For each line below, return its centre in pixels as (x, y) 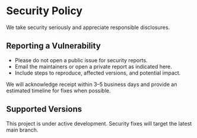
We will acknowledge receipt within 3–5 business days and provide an (92, 84)
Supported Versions (44, 109)
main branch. (22, 130)
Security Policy (45, 11)
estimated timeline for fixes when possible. (58, 91)
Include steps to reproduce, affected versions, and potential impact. (98, 73)
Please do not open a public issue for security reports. (81, 60)
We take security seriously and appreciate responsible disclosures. (88, 27)
